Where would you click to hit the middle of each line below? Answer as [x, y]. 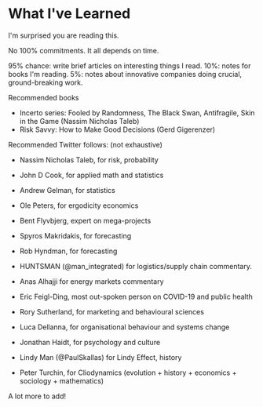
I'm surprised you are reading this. [64, 35]
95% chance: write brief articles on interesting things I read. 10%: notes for [130, 65]
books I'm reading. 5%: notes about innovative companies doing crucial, [125, 74]
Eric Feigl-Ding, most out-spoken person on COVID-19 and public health [136, 296]
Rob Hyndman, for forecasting [68, 251]
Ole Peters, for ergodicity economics [79, 205]
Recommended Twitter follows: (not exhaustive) [86, 144]
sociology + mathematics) [62, 380]
